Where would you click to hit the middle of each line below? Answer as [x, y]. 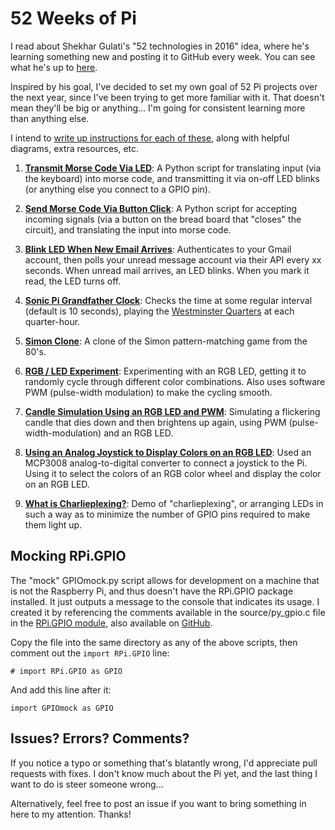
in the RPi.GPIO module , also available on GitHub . [111, 623]
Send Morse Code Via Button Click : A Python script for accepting [161, 208]
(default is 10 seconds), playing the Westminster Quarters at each [159, 311]
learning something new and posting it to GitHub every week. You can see [163, 56]
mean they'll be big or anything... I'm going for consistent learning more [158, 108]
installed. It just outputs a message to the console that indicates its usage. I [165, 601]
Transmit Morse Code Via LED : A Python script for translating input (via [173, 168]
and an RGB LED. [138, 433]
